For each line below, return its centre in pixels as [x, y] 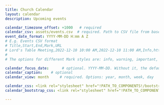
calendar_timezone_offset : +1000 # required [53, 27]
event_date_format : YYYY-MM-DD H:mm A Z [47, 37]
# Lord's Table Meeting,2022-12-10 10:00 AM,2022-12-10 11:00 [70, 50]
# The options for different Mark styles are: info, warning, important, [82, 59]
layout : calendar [23, 14]
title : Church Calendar [29, 10]
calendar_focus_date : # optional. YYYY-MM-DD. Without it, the [76, 68]
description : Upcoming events [36, 19]
